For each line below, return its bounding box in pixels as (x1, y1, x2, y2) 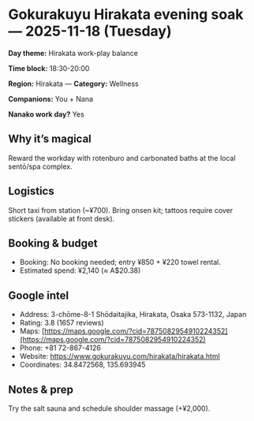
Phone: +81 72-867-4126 (19, 343, 101, 352)
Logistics (8, 184, 54, 198)
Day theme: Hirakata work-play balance (8, 48, 138, 58)
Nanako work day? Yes (8, 109, 84, 119)
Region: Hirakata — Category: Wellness (8, 79, 140, 88)
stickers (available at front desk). (8, 214, 115, 223)
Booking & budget (8, 237, 98, 250)
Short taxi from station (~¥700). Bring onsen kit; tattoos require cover (8, 205, 233, 214)
